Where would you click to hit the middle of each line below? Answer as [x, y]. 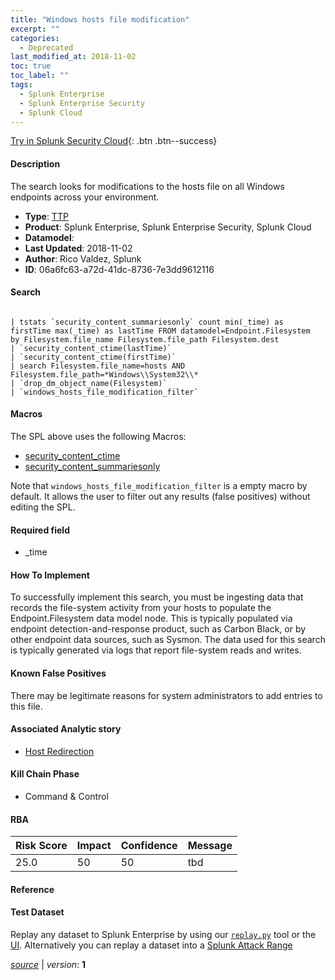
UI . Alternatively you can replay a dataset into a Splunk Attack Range [151, 945]
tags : [21, 85]
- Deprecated [46, 47]
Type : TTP [46, 216]
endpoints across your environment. [85, 197]
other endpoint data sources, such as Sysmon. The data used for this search [168, 640]
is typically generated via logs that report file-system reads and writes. [156, 650]
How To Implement [50, 575]
